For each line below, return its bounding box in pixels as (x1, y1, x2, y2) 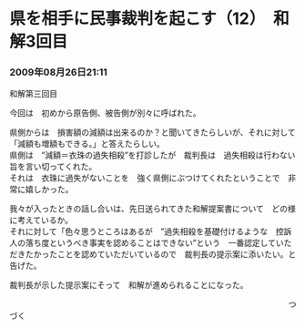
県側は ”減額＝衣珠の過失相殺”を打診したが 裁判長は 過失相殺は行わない (9, 149, 296, 160)
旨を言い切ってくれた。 (9, 161, 97, 172)
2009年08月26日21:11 (9, 66, 107, 78)
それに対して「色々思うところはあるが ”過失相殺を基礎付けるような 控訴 (9, 226, 292, 237)
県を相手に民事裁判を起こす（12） (9, 8, 258, 29)
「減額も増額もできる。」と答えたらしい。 (9, 139, 166, 149)
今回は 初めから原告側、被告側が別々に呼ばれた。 (9, 108, 201, 118)
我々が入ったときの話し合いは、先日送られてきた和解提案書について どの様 (9, 203, 296, 214)
